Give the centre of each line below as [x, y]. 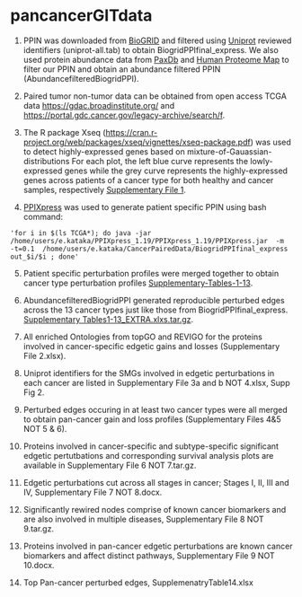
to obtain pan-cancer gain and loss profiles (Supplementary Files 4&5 [152, 419]
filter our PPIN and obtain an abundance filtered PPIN [122, 69]
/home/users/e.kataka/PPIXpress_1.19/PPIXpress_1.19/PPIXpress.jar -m [147, 241]
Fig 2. [34, 392]
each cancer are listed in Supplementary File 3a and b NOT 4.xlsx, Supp [156, 382]
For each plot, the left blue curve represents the [160, 161]
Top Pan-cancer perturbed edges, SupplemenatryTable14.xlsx [138, 582]
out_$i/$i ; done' [44, 257]
